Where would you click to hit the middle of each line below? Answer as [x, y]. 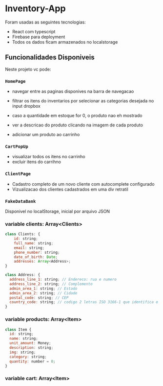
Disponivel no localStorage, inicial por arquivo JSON [58, 211]
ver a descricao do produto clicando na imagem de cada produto [77, 125]
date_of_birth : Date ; [36, 257]
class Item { [18, 329]
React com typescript [34, 31]
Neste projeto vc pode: [28, 69]
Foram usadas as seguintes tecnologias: [46, 22]
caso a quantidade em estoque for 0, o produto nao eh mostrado [77, 116]
